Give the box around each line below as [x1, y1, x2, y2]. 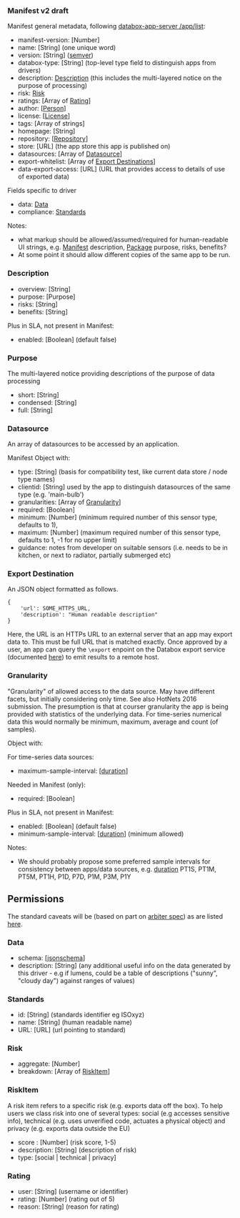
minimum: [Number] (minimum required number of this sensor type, [17, 513, 218, 521]
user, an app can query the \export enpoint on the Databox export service [7, 645, 226, 654]
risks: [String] [17, 299, 59, 309]
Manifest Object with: [7, 454, 71, 462]
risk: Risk [17, 89, 45, 98]
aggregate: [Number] [17, 1059, 81, 1068]
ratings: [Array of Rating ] [17, 96, 91, 105]
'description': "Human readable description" [20, 612, 159, 619]
